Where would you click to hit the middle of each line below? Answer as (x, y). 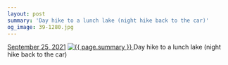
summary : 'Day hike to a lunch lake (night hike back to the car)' (108, 20)
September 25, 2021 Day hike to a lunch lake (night (114, 47)
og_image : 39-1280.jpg (40, 27)
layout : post (26, 14)
